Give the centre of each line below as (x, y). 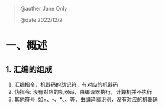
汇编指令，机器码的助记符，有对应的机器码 (66, 84)
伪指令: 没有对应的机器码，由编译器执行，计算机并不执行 (83, 92)
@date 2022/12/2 (41, 20)
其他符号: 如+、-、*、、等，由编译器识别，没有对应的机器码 (86, 99)
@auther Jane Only (44, 9)
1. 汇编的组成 (29, 69)
